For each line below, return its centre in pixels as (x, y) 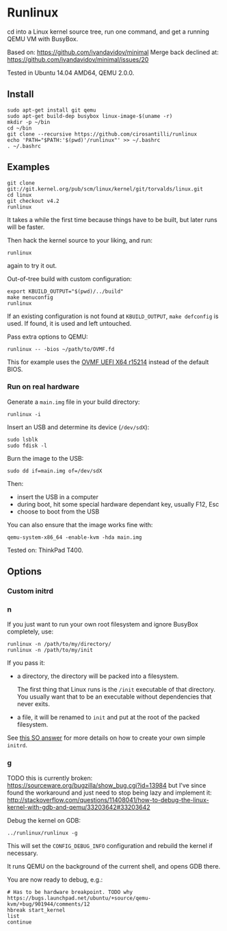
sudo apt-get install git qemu (52, 110)
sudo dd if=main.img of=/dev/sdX (55, 471)
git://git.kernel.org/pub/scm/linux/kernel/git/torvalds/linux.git (105, 189)
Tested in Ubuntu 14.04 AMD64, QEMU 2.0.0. (71, 73)
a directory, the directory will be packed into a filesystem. (98, 676)
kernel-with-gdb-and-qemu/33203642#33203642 (79, 807)
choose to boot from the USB (58, 511)
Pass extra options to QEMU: (48, 337)
